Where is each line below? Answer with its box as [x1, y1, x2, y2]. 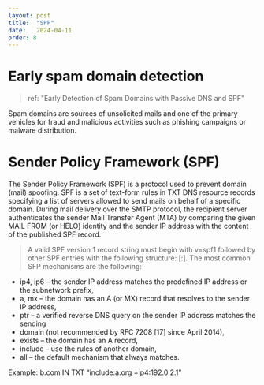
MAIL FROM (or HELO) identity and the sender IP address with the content [8, 222, 249, 231]
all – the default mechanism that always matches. [19, 353, 180, 362]
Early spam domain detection [8, 68, 204, 85]
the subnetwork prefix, [19, 286, 94, 295]
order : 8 [8, 33, 37, 42]
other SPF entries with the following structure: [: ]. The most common [27, 253, 251, 263]
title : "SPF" [8, 19, 55, 27]
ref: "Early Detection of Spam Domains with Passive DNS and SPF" [27, 94, 245, 103]
